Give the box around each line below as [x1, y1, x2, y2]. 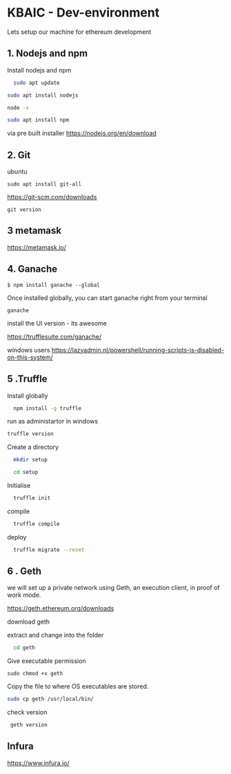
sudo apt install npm [7, 117, 70, 123]
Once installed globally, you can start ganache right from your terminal [7, 293, 208, 301]
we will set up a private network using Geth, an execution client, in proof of [7, 584, 221, 592]
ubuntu [7, 168, 28, 176]
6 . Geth [7, 566, 42, 577]
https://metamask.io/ [7, 243, 67, 251]
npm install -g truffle [13, 405, 81, 412]
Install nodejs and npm [7, 66, 72, 74]
